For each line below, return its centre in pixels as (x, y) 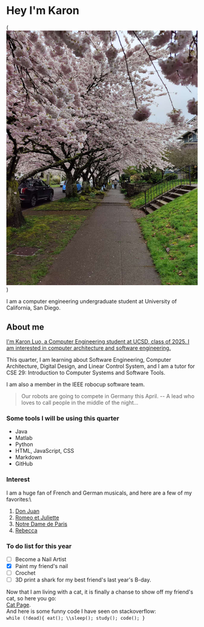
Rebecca (26, 530)
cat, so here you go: (31, 598)
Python (24, 444)
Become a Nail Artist (41, 559)
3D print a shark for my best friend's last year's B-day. (83, 580)
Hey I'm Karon (43, 11)
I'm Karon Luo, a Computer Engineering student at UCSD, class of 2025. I (98, 342)
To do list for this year (39, 546)
